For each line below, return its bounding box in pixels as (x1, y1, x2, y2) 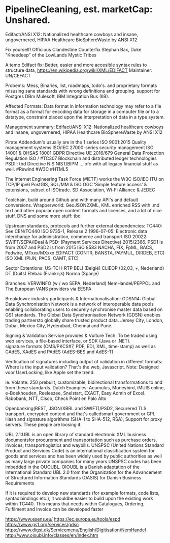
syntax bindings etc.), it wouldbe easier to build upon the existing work (5, 495, 153, 501)
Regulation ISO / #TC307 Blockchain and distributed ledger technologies (5, 155, 157, 161)
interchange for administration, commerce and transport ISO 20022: (5, 233, 148, 240)
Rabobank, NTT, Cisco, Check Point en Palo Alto (5, 395, 107, 402)
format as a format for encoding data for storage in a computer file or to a (5, 108, 159, 115)
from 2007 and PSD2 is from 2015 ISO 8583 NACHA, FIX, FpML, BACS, (5, 244, 154, 250)
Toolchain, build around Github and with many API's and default (5, 196, 139, 203)
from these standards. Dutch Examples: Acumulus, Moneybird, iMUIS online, (5, 384, 165, 390)
